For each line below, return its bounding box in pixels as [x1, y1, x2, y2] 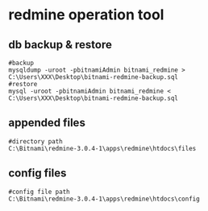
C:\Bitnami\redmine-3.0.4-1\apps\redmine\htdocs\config [8, 195, 200, 203]
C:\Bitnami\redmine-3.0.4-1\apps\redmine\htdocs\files [8, 144, 197, 152]
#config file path [8, 188, 70, 196]
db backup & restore [8, 38, 113, 52]
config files [8, 167, 67, 180]
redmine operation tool [8, 6, 164, 24]
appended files [8, 116, 86, 130]
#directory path [8, 137, 63, 146]
